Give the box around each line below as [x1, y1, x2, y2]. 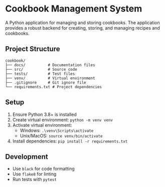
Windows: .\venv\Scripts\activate [20, 127, 94, 133]
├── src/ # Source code [5, 67, 78, 72]
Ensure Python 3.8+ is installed [12, 111, 77, 117]
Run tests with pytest [12, 176, 57, 182]
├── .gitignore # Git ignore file [5, 80, 86, 85]
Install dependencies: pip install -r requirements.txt [12, 138, 128, 144]
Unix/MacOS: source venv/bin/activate [20, 132, 103, 138]
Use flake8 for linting [12, 171, 57, 177]
